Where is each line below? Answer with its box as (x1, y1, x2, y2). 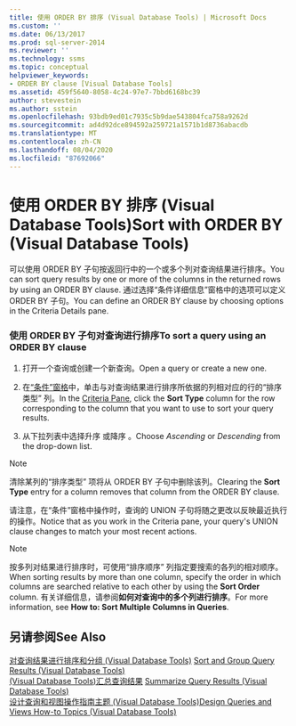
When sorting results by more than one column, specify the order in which (9, 571, 282, 582)
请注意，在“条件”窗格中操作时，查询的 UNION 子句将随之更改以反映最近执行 (9, 504, 288, 515)
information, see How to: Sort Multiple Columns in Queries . (9, 601, 229, 612)
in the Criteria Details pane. (9, 306, 109, 316)
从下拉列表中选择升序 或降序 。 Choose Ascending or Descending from (21, 430, 281, 441)
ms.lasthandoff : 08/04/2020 (9, 145, 114, 154)
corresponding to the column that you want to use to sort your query (21, 403, 274, 413)
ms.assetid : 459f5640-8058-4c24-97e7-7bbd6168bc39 (9, 87, 201, 96)
